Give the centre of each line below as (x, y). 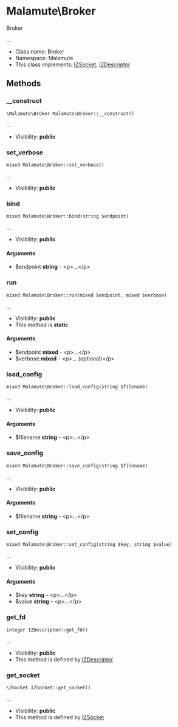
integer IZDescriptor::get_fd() (47, 630)
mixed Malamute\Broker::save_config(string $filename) (77, 466)
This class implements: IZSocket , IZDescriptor (73, 64)
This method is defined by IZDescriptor (64, 659)
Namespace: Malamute (44, 58)
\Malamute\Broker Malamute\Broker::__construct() (70, 114)
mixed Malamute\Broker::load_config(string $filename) (77, 387)
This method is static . (43, 325)
